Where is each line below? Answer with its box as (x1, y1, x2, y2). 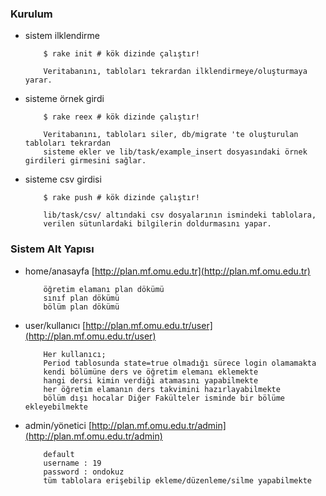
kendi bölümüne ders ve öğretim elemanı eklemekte (43, 367, 259, 377)
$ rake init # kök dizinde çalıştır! (43, 49, 200, 59)
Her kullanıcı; (43, 349, 107, 359)
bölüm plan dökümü (43, 302, 120, 312)
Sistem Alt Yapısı (10, 242, 95, 256)
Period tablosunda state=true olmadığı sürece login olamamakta (43, 358, 317, 368)
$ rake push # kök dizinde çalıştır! (43, 193, 200, 203)
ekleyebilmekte (24, 402, 89, 412)
